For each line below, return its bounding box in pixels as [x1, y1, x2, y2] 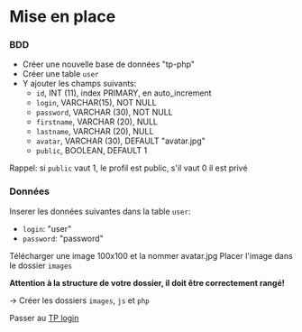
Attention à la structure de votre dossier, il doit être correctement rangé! [9, 277, 286, 288]
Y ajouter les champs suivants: [22, 78, 137, 89]
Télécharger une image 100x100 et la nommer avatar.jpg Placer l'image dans [9, 250, 293, 261]
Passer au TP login [9, 312, 79, 323]
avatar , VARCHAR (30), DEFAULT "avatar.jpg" [35, 135, 206, 146]
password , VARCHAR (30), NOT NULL [35, 106, 173, 118]
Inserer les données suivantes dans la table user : [9, 206, 191, 217]
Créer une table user [22, 69, 99, 79]
